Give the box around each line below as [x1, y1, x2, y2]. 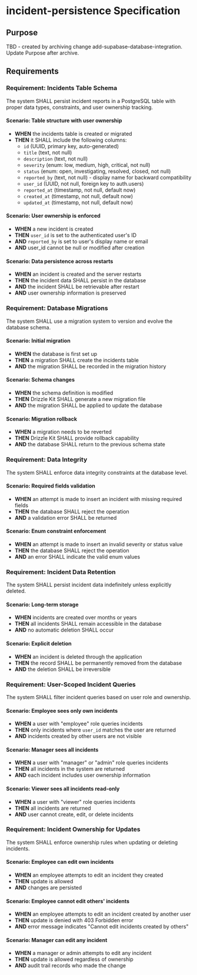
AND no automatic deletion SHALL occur [14, 626, 114, 633]
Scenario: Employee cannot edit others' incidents [6, 897, 130, 904]
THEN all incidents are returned [14, 804, 91, 812]
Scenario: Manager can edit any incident [6, 936, 108, 943]
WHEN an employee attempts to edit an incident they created [14, 872, 163, 879]
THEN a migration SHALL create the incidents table [14, 356, 139, 363]
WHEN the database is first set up [14, 350, 98, 357]
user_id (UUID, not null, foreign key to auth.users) [23, 180, 144, 187]
